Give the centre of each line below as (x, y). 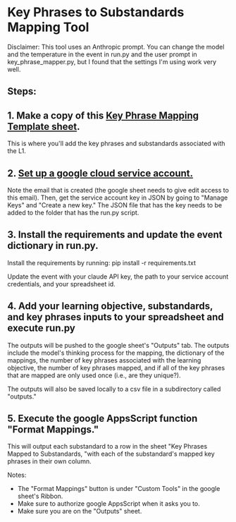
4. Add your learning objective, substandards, (110, 306)
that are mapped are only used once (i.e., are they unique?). (94, 375)
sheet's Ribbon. (40, 496)
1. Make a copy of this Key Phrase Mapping (103, 115)
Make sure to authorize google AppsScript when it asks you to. (109, 504)
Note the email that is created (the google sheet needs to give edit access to (118, 190)
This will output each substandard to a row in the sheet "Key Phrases (107, 447)
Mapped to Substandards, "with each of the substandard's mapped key (111, 454)
